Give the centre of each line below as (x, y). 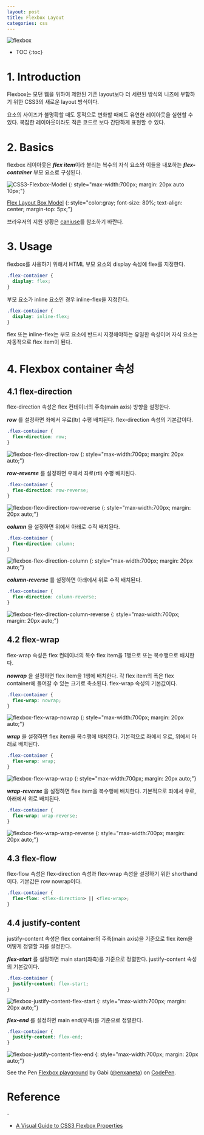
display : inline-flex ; (41, 316)
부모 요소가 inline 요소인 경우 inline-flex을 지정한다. (68, 299)
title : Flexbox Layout (36, 18)
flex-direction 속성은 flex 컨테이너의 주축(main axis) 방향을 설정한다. (89, 407)
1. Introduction (44, 77)
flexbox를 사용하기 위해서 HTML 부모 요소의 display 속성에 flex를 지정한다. (96, 264)
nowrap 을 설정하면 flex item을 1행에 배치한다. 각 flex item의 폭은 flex (90, 676)
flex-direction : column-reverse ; (55, 597)
